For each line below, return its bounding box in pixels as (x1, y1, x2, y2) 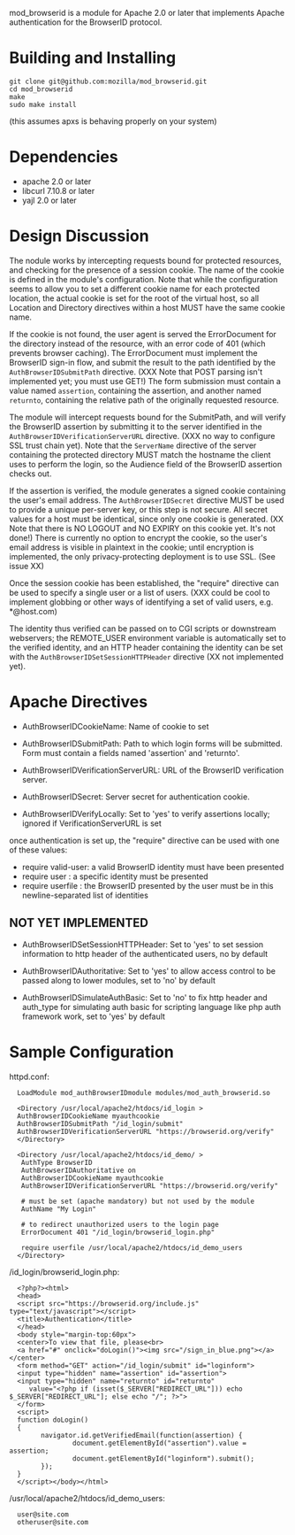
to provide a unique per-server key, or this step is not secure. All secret (9, 504, 268, 514)
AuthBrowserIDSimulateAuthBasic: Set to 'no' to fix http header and (21, 991, 268, 1003)
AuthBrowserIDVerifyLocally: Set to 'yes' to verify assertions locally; (21, 808, 271, 819)
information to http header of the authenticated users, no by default (21, 948, 269, 959)
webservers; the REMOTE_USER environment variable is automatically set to (9, 632, 287, 643)
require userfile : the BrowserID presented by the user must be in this (21, 880, 274, 891)
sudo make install (9, 100, 77, 109)
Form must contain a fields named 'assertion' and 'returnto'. (21, 747, 240, 758)
